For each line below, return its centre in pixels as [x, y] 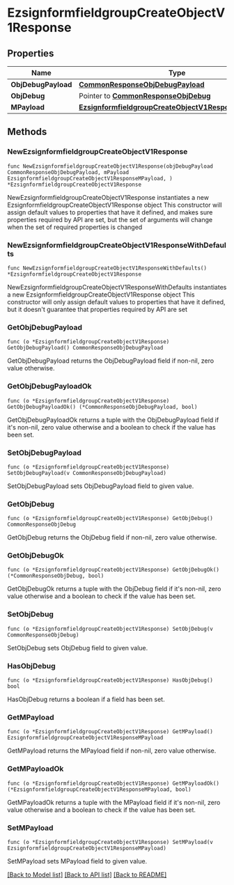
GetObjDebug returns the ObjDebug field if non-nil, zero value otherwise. [112, 538]
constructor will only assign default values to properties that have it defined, [116, 301]
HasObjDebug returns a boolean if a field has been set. [86, 699]
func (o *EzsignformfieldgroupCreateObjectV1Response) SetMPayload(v [110, 842]
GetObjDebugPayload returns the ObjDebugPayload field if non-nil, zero [111, 361]
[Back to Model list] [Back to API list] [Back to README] [87, 875]
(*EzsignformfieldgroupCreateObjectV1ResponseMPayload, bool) [99, 789]
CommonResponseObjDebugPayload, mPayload [68, 172]
